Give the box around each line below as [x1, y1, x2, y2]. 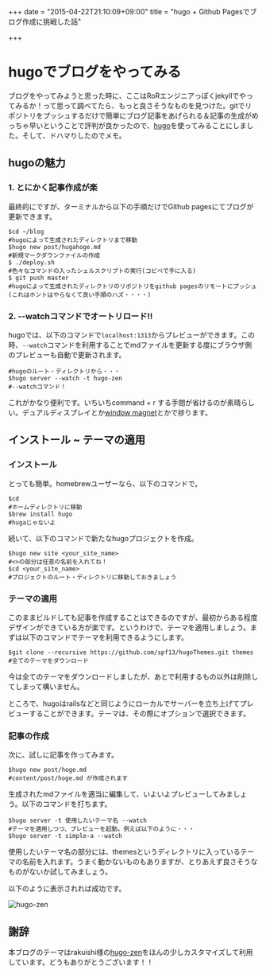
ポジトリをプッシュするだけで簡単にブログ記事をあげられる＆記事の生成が [8, 111, 252, 120]
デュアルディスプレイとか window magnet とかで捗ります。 [21, 407, 213, 417]
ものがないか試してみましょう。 [8, 867, 113, 877]
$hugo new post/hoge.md [8, 766, 87, 774]
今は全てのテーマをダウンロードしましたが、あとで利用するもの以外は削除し [8, 672, 259, 681]
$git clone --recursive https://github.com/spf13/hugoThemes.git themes [8, 648, 254, 656]
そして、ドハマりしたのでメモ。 [21, 131, 126, 140]
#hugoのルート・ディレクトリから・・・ [8, 367, 121, 376]
